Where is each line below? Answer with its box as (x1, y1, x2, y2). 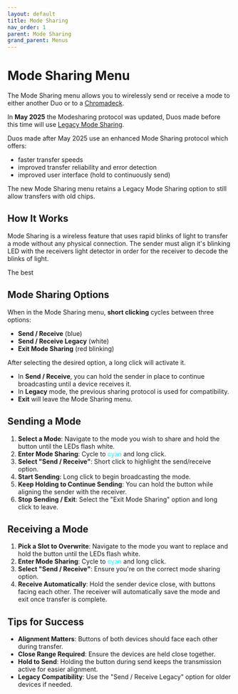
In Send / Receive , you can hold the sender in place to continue (17, 372, 205, 380)
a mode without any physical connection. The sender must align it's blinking (7, 239, 231, 248)
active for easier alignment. (17, 665, 98, 674)
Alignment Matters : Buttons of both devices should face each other (17, 635, 218, 643)
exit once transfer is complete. (17, 595, 108, 603)
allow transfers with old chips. (7, 192, 95, 200)
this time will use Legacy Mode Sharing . (7, 121, 125, 129)
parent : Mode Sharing (7, 30, 72, 38)
